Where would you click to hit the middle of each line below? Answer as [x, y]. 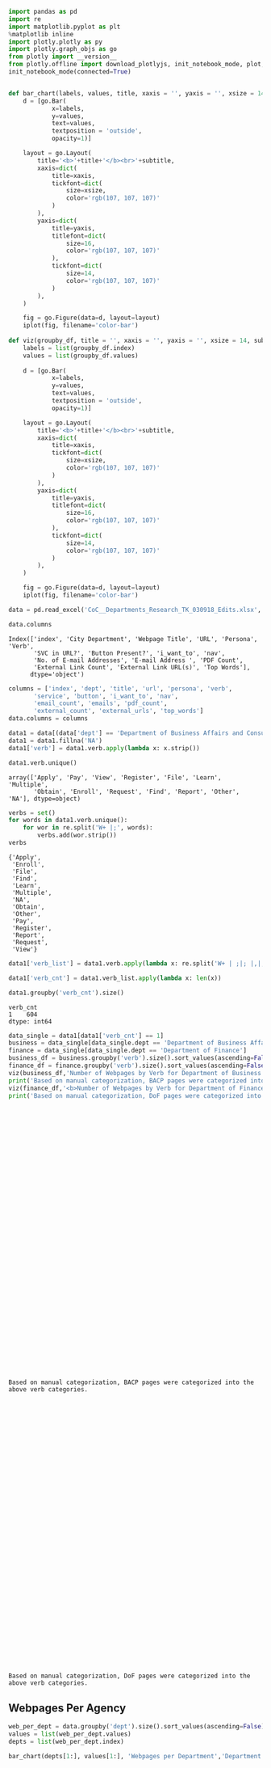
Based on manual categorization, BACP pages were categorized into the [131, 1382]
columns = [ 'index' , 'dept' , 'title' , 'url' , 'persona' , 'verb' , [120, 688]
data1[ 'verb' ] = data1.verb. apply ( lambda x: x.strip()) [104, 748]
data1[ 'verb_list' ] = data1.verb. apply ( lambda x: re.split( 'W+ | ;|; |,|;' [138, 963]
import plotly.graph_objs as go [63, 49]
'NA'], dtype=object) [45, 799]
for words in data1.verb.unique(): [68, 821]
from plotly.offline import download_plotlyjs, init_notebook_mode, [126, 65]
